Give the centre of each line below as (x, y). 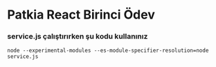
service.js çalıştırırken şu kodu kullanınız (78, 37)
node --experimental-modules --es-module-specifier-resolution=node (108, 51)
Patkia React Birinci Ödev (81, 15)
